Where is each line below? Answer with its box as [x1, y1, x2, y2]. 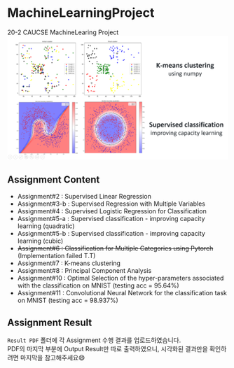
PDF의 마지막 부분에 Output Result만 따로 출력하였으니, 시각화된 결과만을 [7, 345, 208, 353]
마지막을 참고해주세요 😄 [20, 353, 85, 362]
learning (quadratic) [17, 222, 75, 230]
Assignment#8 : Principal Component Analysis [17, 267, 152, 275]
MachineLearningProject [7, 5, 155, 21]
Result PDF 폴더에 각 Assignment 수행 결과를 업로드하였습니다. [7, 336, 181, 344]
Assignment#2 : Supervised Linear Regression [17, 192, 152, 201]
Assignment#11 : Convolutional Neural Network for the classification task [17, 289, 228, 297]
